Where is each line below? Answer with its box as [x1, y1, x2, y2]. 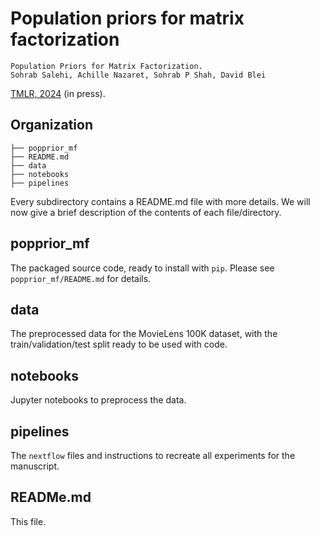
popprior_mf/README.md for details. [10, 272, 152, 284]
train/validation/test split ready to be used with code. [10, 338, 228, 351]
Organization [10, 117, 93, 134]
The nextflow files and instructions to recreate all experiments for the [10, 450, 296, 461]
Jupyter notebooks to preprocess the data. [10, 394, 187, 406]
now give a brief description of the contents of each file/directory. [10, 206, 282, 218]
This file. [10, 515, 47, 527]
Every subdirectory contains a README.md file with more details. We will [10, 195, 311, 207]
